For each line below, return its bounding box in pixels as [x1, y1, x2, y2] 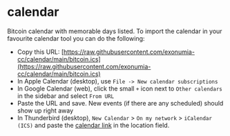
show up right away [17, 106, 74, 115]
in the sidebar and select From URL [17, 91, 115, 100]
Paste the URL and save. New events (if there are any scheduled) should [17, 99, 224, 107]
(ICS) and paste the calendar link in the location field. [17, 121, 170, 129]
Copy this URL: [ [17, 48, 64, 56]
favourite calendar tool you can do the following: [7, 34, 145, 42]
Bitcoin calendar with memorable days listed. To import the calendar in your [7, 27, 222, 35]
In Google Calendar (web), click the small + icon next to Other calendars [17, 84, 223, 93]
